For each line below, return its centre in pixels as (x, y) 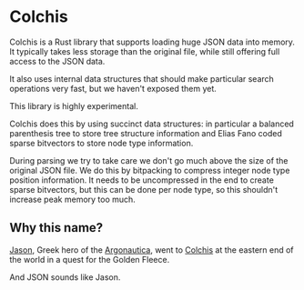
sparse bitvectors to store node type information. (101, 143)
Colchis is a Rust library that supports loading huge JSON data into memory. (152, 42)
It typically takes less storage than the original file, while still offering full (145, 51)
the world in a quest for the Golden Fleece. (90, 259)
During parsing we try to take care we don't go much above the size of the (149, 160)
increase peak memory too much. (73, 199)
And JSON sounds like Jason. (65, 277)
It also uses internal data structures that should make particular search (142, 78)
